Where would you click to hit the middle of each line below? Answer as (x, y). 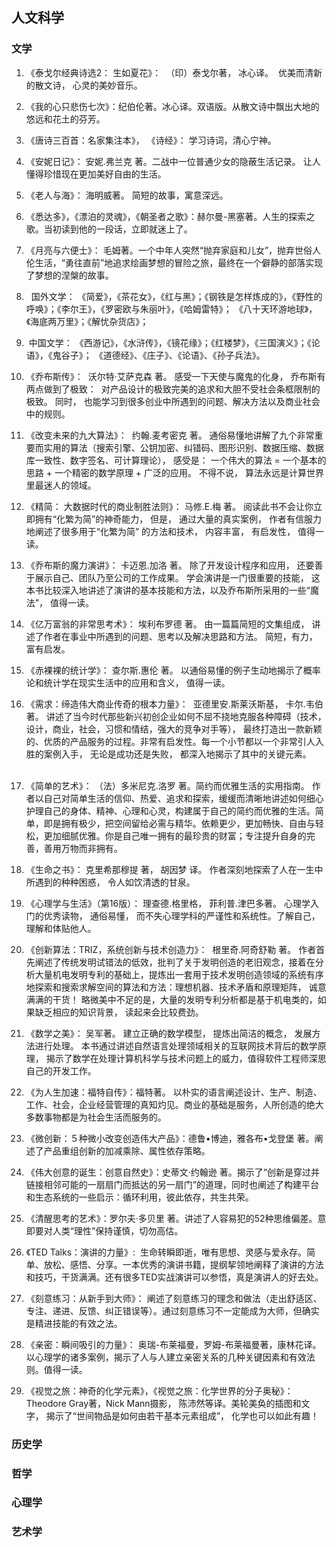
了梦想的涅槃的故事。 (69, 275)
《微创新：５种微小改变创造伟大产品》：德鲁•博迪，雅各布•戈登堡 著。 (170, 1138)
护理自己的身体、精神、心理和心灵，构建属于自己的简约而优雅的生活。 (170, 810)
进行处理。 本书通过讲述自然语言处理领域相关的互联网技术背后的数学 (176, 1045)
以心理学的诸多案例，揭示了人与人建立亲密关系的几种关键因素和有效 (166, 1357)
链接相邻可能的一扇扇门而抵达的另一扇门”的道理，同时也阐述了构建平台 (172, 1184)
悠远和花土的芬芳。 (65, 119)
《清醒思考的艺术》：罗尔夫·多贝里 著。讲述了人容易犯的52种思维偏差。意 (176, 1218)
